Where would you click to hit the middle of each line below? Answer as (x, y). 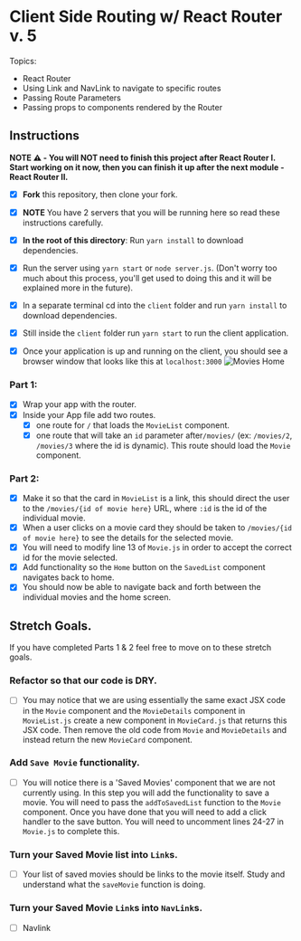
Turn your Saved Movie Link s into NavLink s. (106, 908)
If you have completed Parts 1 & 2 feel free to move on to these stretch (141, 648)
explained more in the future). (78, 288)
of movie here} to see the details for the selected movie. (128, 538)
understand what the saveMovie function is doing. (114, 885)
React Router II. (39, 176)
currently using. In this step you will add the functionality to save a (146, 793)
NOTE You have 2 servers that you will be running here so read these (151, 212)
